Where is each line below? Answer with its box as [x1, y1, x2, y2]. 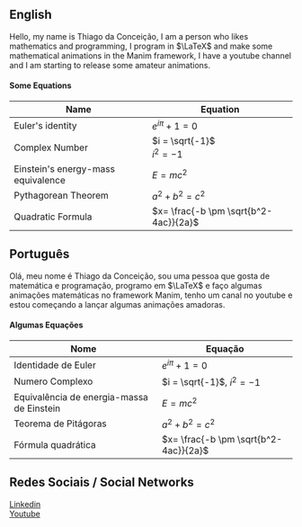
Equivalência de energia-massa [13, 390, 148, 403]
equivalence [13, 174, 66, 186]
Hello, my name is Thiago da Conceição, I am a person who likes [9, 31, 249, 41]
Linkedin [9, 498, 41, 509]
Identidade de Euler [13, 359, 96, 371]
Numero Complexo [13, 375, 93, 388]
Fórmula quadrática [13, 439, 96, 451]
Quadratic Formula [13, 210, 93, 223]
